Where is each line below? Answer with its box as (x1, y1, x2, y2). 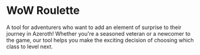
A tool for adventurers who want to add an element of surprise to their (6, 24, 182, 31)
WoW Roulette (6, 4, 80, 18)
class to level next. (6, 43, 53, 50)
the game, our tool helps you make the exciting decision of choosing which (6, 36, 195, 44)
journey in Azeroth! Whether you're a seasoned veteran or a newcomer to (6, 30, 191, 37)
